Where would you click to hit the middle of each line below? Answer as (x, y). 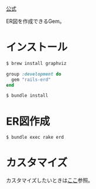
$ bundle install (27, 96)
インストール (37, 48)
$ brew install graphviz (36, 63)
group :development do (34, 74)
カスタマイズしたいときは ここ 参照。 (50, 180)
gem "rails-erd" (31, 79)
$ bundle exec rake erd (35, 138)
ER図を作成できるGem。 (36, 21)
